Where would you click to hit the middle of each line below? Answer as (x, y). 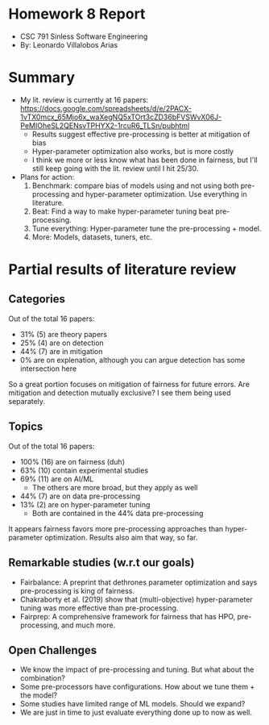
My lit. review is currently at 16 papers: (84, 100)
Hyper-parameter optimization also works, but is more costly (133, 151)
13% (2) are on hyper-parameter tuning (85, 504)
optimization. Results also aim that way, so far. (121, 537)
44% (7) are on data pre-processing (80, 496)
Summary (41, 78)
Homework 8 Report (77, 14)
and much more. (88, 625)
